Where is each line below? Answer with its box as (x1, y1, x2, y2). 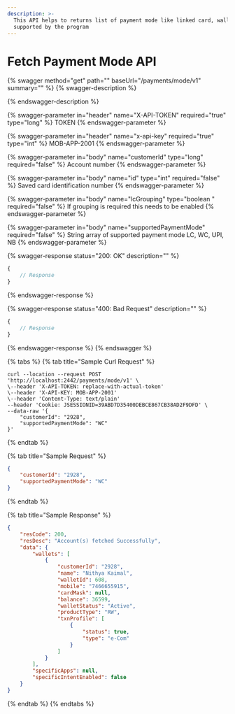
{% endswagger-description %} (7, 97, 99, 106)
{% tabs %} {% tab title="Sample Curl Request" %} (7, 357, 155, 366)
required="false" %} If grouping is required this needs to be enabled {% (7, 202, 215, 210)
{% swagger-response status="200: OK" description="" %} (7, 252, 180, 260)
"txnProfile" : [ (57, 615, 105, 622)
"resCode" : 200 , (20, 531, 68, 538)
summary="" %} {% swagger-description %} (7, 84, 137, 92)
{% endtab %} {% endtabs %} (7, 699, 94, 708)
